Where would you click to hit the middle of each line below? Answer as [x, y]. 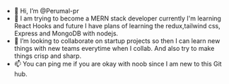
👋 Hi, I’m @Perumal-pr [46, 11]
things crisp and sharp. [48, 56]
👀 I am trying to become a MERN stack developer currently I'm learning [117, 18]
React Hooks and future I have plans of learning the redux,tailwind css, [117, 26]
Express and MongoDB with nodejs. [66, 33]
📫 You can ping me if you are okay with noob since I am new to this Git [118, 64]
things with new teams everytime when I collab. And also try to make [114, 48]
